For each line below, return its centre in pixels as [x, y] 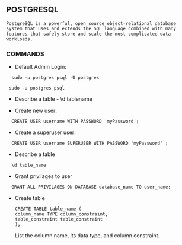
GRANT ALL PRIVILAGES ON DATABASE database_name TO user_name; [91, 187]
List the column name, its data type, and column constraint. [87, 236]
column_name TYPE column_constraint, [61, 214]
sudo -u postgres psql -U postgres [55, 78]
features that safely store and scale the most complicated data [88, 34]
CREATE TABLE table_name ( [48, 209]
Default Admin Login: [40, 67]
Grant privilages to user [43, 176]
